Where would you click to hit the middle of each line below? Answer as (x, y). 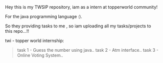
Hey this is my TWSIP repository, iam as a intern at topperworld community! (81, 7)
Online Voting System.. (40, 55)
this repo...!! (17, 31)
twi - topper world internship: (35, 41)
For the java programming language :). (44, 16)
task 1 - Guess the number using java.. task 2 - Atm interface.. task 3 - (88, 50)
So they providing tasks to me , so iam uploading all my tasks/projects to (78, 26)
